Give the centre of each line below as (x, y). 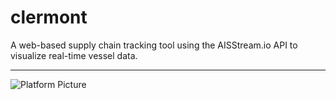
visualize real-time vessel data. (74, 55)
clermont (49, 17)
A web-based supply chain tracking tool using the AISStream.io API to (154, 45)
